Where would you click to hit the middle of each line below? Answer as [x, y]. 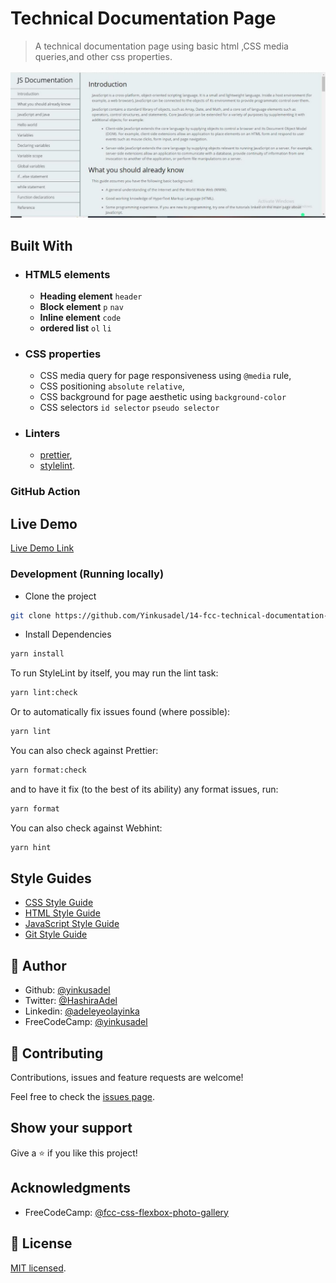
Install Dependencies [68, 634]
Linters [42, 434]
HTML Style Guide [62, 913]
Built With [41, 245]
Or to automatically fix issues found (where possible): [120, 712]
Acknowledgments [71, 1188]
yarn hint [31, 847]
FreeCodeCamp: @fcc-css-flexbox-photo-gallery [126, 1212]
